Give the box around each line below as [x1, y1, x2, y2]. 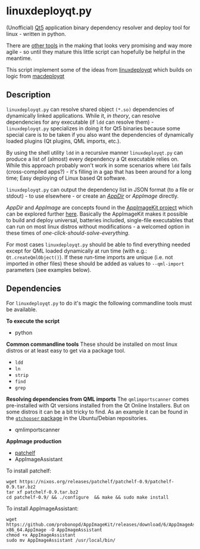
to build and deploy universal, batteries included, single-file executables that [6, 216, 193, 223]
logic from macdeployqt [6, 72, 65, 79]
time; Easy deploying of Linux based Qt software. [6, 174, 127, 182]
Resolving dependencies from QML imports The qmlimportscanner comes [6, 395, 189, 403]
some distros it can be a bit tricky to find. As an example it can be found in [6, 408, 189, 415]
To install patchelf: [6, 467, 52, 474]
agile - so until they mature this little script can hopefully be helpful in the [6, 48, 186, 55]
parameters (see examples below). [6, 266, 92, 273]
